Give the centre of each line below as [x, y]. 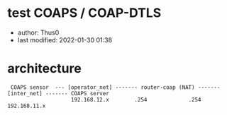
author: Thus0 [38, 32]
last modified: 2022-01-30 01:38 [65, 40]
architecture [44, 69]
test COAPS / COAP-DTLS [84, 13]
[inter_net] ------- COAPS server [59, 93]
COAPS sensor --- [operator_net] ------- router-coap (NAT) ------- [115, 87]
